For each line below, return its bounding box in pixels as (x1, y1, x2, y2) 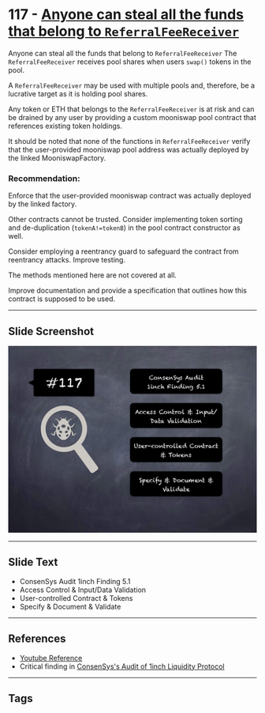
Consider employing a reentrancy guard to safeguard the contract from (8, 247, 239, 256)
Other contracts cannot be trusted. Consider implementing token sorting (8, 215, 243, 224)
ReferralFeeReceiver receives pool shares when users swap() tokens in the (8, 57, 252, 66)
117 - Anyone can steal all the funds (8, 6, 244, 24)
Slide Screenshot (8, 324, 95, 338)
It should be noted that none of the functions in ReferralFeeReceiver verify (8, 136, 251, 145)
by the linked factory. (8, 199, 77, 209)
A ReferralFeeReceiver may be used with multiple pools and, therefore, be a (8, 81, 255, 90)
